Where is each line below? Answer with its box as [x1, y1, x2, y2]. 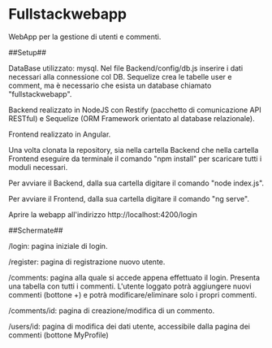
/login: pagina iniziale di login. [8, 241, 108, 250]
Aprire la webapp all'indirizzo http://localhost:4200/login [8, 209, 197, 220]
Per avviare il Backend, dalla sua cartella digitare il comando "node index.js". [8, 178, 265, 188]
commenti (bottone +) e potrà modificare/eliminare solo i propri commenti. [8, 289, 257, 299]
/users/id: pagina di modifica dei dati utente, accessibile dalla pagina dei [8, 321, 250, 331]
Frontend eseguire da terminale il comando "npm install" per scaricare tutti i [8, 154, 262, 163]
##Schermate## [8, 225, 63, 235]
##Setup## [8, 47, 47, 57]
